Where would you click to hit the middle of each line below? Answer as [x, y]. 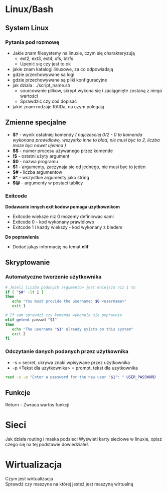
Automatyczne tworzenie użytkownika [53, 277]
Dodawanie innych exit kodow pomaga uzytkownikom [63, 206]
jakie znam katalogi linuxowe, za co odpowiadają [63, 69]
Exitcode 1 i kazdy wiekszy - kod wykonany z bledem [67, 227]
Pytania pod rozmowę [32, 42]
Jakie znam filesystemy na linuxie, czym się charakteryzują [74, 53]
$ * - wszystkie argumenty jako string [51, 177]
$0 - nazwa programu [35, 161]
